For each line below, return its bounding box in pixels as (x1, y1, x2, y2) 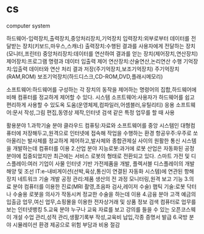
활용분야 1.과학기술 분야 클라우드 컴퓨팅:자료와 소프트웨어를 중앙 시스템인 (6, 122, 180, 129)
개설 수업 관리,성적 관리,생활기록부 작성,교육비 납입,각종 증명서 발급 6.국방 (12, 213, 188, 221)
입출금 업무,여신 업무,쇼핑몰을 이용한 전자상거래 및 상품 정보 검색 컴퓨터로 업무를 (6, 198, 197, 205)
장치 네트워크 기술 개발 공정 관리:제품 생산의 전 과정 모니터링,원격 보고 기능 (6, 175, 183, 182)
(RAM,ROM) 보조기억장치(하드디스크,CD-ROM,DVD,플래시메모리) (6, 73, 163, 80)
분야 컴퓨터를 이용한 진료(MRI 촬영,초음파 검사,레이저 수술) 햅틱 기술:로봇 (12, 183, 186, 190)
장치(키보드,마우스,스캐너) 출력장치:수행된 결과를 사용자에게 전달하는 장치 (22, 42, 196, 49)
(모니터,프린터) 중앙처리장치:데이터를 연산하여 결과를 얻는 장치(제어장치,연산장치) (6, 49, 199, 57)
